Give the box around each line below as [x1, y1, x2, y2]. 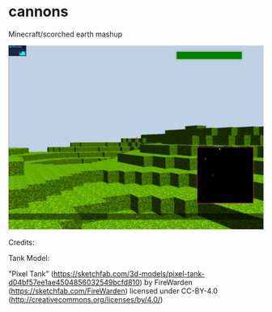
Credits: [8, 237, 35, 247]
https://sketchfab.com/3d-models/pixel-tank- [53, 269, 205, 279]
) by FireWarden [139, 278, 193, 288]
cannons [8, 2, 69, 21]
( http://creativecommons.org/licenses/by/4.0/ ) [8, 295, 164, 305]
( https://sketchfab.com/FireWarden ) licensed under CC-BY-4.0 [8, 286, 219, 296]
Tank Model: [8, 254, 50, 263]
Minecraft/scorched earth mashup [8, 29, 123, 39]
